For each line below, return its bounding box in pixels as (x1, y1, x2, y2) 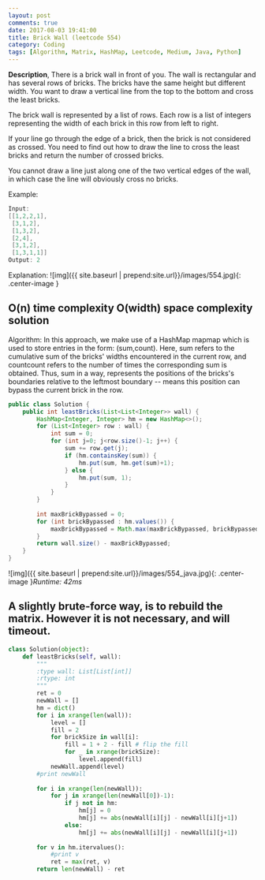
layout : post (8, 11, 51, 20)
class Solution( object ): (8, 645, 90, 653)
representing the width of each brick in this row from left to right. (8, 119, 219, 128)
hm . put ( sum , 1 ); (78, 474, 132, 482)
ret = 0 (36, 689, 62, 698)
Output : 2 (8, 256, 41, 264)
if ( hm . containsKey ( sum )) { (64, 451, 157, 460)
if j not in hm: (64, 800, 118, 807)
